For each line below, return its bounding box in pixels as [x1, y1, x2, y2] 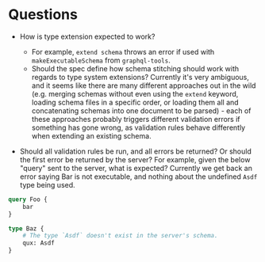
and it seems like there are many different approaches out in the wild [31, 81, 256, 90]
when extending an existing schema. [31, 131, 152, 140]
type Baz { [8, 224, 44, 233]
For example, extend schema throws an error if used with [31, 47, 215, 56]
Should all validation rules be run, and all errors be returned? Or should [19, 146, 252, 156]
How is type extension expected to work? [19, 32, 156, 41]
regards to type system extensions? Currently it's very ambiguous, [31, 72, 250, 82]
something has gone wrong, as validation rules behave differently [31, 123, 246, 132]
